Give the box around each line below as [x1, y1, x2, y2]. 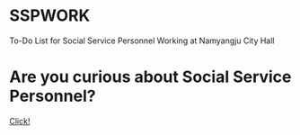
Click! [9, 115, 31, 126]
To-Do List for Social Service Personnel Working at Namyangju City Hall [9, 35, 275, 46]
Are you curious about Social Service [9, 67, 292, 87]
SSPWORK [9, 5, 91, 26]
